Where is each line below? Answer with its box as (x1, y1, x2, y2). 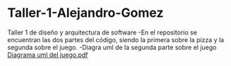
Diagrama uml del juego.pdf (7, 51, 88, 59)
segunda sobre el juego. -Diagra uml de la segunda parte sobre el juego (7, 43, 217, 51)
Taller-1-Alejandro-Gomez (7, 5, 164, 21)
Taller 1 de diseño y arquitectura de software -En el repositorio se (7, 28, 198, 37)
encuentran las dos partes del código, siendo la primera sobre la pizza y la (7, 35, 225, 44)
